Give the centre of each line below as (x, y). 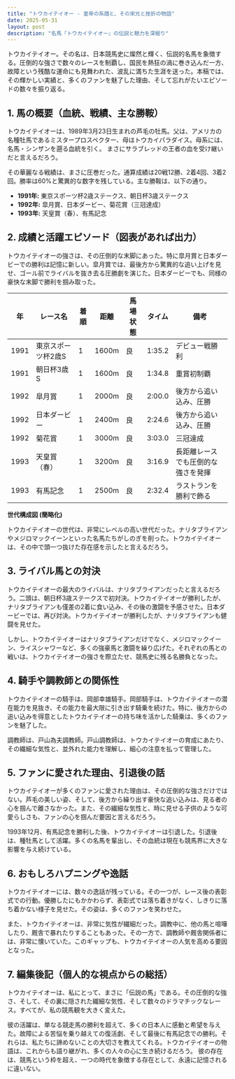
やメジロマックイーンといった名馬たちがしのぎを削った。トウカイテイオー (114, 538)
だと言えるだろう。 (34, 157)
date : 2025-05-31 (33, 20)
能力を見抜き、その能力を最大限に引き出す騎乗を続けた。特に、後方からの (120, 707)
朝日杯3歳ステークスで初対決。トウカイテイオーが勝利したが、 (134, 598)
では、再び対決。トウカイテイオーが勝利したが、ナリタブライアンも (123, 615)
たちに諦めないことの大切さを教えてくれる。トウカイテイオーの (129, 1042)
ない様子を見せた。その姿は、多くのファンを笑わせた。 (105, 909)
